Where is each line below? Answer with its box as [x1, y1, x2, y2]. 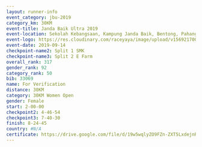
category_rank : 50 [6, 70, 52, 76]
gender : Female [6, 98, 44, 104]
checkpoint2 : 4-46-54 [6, 109, 61, 115]
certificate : [6, 131, 39, 138]
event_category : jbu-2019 [6, 14, 71, 20]
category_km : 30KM [6, 20, 52, 26]
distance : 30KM [6, 87, 44, 93]
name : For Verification [6, 82, 66, 88]
